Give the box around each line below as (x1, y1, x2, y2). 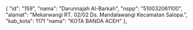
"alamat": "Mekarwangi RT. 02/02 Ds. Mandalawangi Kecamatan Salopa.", (5, 11, 188, 18)
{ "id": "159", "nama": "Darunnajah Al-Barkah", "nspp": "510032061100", (5, 5, 183, 12)
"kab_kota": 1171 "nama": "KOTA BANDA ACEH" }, (5, 18, 127, 24)
